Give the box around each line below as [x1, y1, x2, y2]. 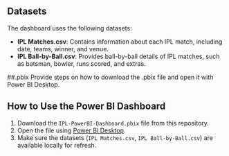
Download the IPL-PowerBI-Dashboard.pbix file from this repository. [17, 119, 210, 127]
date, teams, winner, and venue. [17, 44, 109, 53]
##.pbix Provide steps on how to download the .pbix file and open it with [7, 73, 214, 81]
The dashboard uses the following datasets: [7, 24, 133, 32]
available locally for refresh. [17, 141, 97, 149]
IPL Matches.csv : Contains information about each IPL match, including [17, 37, 223, 46]
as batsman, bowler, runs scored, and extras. [17, 59, 147, 68]
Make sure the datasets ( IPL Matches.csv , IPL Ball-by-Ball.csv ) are [17, 133, 213, 141]
